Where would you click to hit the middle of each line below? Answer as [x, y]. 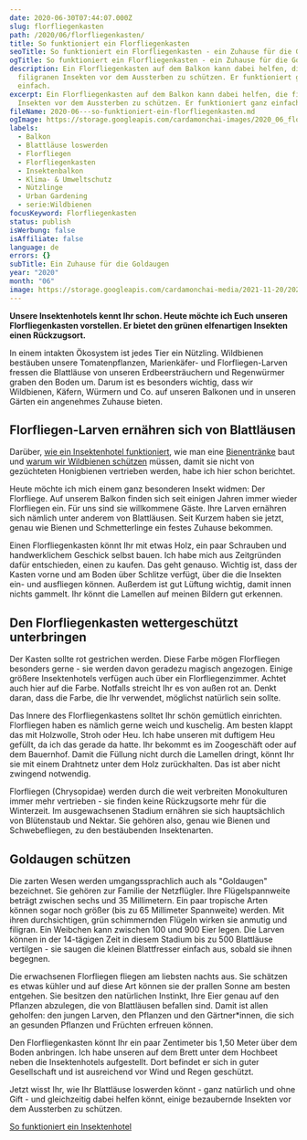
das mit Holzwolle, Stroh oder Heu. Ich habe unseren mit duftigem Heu [143, 735]
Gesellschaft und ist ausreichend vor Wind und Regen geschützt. [132, 1072]
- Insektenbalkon [51, 171]
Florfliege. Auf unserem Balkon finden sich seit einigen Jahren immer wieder [153, 499]
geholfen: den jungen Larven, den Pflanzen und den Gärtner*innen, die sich [152, 1016]
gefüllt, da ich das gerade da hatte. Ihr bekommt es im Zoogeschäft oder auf [153, 744]
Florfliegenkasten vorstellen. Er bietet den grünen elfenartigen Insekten [148, 325]
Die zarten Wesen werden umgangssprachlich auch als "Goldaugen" [138, 881]
